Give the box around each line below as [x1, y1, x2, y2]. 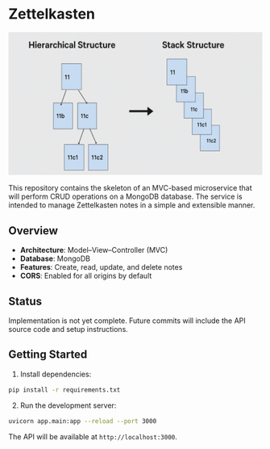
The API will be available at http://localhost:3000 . [8, 431, 177, 441]
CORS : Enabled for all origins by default [19, 271, 152, 281]
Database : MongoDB [19, 254, 91, 263]
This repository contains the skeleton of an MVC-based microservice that [8, 183, 252, 193]
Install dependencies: [19, 369, 92, 379]
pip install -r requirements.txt [8, 385, 121, 394]
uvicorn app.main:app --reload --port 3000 [8, 417, 157, 425]
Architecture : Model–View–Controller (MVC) [19, 245, 168, 255]
